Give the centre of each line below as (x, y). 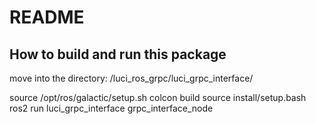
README (47, 17)
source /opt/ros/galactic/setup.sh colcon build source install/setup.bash (158, 97)
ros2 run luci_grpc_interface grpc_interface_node (111, 108)
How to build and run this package (118, 54)
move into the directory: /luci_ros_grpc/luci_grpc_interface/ (131, 78)
